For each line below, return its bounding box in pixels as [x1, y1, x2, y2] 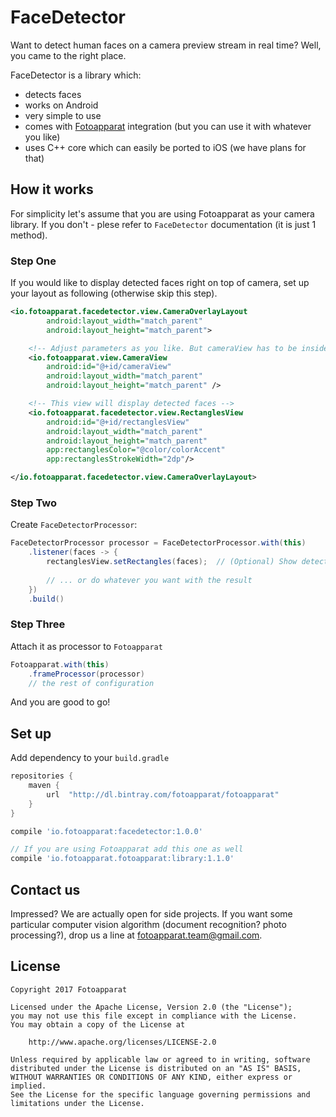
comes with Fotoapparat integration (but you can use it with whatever [24, 120, 312, 132]
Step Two [10, 496, 58, 510]
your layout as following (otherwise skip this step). [10, 287, 218, 300]
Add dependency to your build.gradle [10, 752, 170, 764]
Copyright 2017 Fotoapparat [10, 984, 128, 995]
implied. [10, 1081, 47, 1091]
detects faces [24, 88, 82, 100]
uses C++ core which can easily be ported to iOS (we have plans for [24, 141, 307, 153]
